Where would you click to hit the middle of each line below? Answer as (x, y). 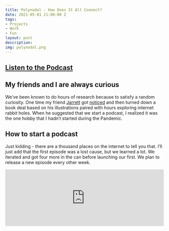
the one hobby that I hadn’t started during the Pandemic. (64, 118)
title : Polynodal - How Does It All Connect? (54, 10)
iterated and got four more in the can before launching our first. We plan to (82, 157)
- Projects (17, 24)
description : (19, 43)
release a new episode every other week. (48, 162)
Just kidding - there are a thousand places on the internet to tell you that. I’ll (84, 146)
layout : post (19, 38)
